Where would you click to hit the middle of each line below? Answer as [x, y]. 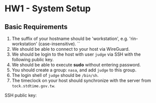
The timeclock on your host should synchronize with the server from [81, 80]
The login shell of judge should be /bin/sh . [55, 75]
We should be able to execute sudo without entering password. [76, 65]
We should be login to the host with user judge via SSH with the [76, 54]
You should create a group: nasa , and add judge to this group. [74, 70]
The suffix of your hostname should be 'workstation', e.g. [70, 38]
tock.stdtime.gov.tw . [33, 86]
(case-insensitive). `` [59, 44]
